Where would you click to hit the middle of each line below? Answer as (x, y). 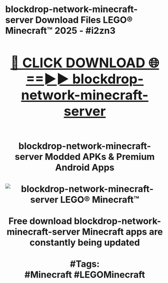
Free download (40, 221)
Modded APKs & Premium (100, 157)
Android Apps (85, 167)
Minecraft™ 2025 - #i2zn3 (61, 31)
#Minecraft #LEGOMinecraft (85, 275)
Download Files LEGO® (84, 20)
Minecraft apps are (122, 232)
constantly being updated (85, 242)
